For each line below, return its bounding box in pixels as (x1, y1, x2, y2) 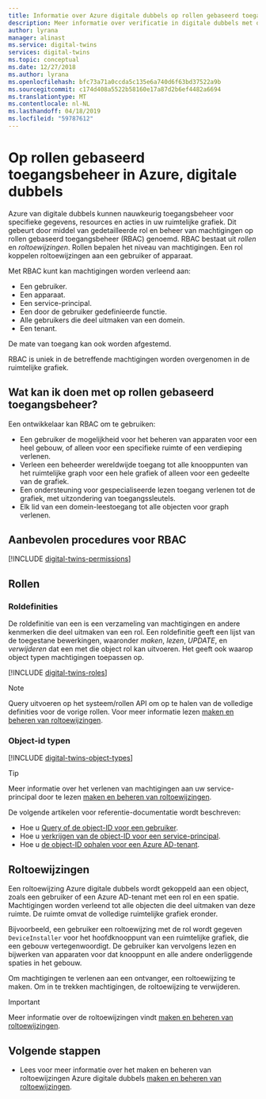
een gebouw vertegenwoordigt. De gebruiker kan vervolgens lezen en (8, 941, 237, 951)
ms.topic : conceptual (8, 56, 80, 64)
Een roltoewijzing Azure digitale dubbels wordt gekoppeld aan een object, (8, 884, 249, 894)
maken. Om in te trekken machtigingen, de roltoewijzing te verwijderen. (8, 982, 241, 991)
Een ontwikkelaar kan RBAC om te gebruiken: (8, 419, 156, 429)
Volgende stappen (8, 1044, 101, 1058)
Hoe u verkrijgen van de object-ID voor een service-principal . (19, 831, 221, 841)
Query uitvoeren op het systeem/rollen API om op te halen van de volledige (8, 699, 253, 708)
